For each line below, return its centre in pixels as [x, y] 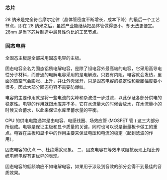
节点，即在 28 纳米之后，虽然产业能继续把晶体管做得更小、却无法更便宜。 [81, 26]
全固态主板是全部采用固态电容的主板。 [44, 58]
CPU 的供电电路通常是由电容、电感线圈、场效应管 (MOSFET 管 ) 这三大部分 [82, 120]
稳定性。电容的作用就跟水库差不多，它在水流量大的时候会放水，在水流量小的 [83, 104]
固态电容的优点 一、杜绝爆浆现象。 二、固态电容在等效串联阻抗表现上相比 [80, 149]
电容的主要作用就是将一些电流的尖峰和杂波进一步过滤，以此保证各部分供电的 [83, 97]
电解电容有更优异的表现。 [36, 156]
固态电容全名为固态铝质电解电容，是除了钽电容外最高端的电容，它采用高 [79, 68]
